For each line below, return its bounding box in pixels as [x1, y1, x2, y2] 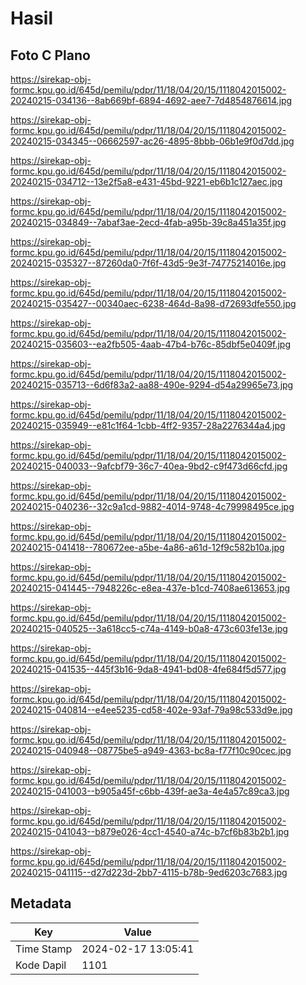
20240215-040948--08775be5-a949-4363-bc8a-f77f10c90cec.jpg [10, 745, 292, 756]
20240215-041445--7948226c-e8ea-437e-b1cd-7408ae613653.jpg [10, 582, 291, 594]
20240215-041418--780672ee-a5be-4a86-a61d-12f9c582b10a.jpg [10, 542, 285, 553]
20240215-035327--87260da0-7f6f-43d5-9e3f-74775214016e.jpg [10, 257, 287, 269]
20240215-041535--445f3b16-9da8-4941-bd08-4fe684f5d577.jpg [10, 663, 287, 675]
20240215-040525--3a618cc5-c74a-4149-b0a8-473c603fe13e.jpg [10, 623, 288, 634]
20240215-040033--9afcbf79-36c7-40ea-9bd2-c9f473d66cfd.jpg [10, 460, 288, 472]
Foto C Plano [10, 47, 91, 64]
